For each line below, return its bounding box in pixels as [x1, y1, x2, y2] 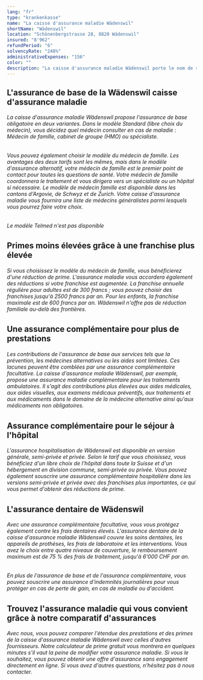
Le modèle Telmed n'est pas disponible [7, 222, 104, 229]
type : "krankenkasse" [7, 15, 61, 21]
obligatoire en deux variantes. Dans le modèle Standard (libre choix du [7, 120, 183, 128]
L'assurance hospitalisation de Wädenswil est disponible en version [7, 447, 175, 454]
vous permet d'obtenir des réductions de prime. [7, 485, 125, 493]
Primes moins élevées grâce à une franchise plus [7, 241, 195, 251]
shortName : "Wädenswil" [7, 25, 67, 32]
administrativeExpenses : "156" [7, 54, 86, 60]
